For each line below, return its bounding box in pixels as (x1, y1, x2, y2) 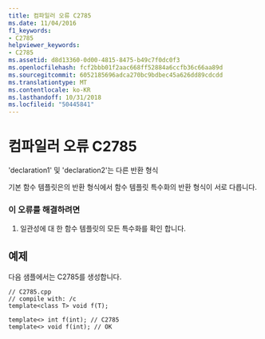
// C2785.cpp (8, 288, 52, 296)
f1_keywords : (8, 26, 52, 34)
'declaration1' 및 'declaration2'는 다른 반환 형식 (8, 165, 159, 175)
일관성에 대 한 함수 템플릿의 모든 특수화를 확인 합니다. (19, 224, 186, 234)
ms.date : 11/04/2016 (8, 19, 77, 27)
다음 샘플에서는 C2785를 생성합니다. (8, 272, 122, 282)
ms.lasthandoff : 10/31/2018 (8, 93, 102, 101)
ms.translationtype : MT (8, 78, 88, 86)
